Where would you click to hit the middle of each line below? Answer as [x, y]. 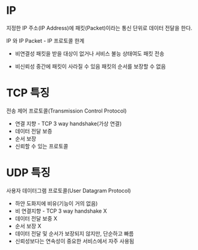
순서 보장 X [28, 226]
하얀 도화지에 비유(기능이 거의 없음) [56, 203]
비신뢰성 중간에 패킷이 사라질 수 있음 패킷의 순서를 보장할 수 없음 [90, 66]
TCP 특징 [28, 93]
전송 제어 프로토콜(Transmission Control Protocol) [67, 111]
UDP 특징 [29, 173]
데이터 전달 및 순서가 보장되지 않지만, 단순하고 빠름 [74, 233]
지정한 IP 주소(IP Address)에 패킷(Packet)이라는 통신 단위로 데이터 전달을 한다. [99, 28]
